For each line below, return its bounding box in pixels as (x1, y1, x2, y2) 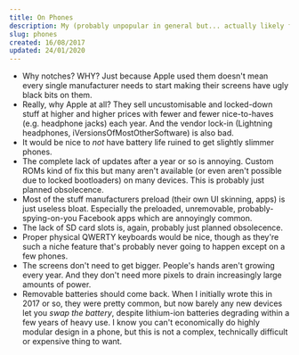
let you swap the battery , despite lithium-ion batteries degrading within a (21, 308, 290, 318)
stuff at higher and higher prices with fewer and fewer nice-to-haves (21, 109, 274, 120)
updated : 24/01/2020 (9, 46, 86, 55)
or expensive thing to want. (21, 336, 123, 347)
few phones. (21, 251, 69, 261)
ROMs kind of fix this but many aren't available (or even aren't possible (21, 166, 282, 177)
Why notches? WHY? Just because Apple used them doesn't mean (21, 70, 269, 81)
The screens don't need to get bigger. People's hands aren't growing (21, 260, 276, 271)
